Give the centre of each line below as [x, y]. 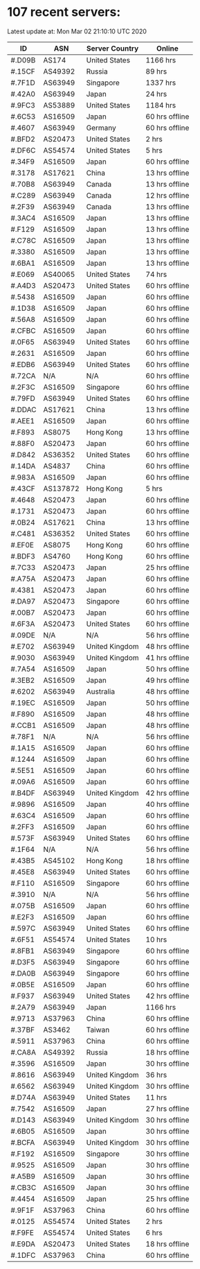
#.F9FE [22, 1232]
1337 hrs [161, 83]
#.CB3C [24, 1187]
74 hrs [156, 274]
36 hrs [156, 1075]
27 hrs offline [167, 1109]
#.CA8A [24, 1052]
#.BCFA [23, 1142]
